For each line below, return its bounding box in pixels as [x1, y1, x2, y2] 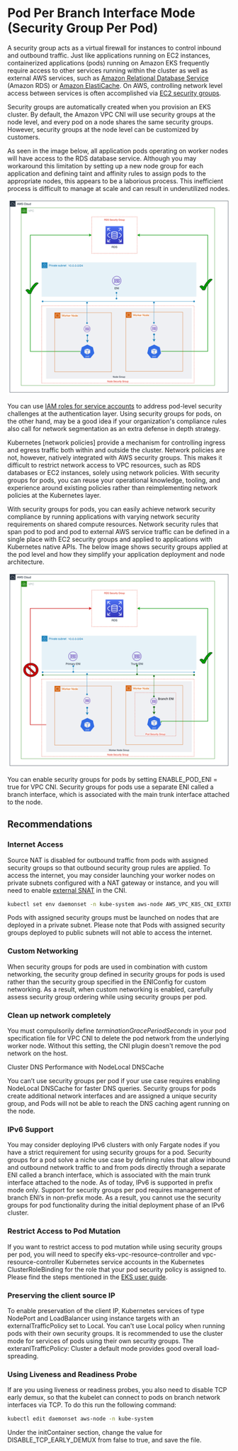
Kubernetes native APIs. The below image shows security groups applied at [7, 542, 228, 551]
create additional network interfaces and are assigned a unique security [7, 1092, 217, 1100]
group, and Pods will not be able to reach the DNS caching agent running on [7, 1099, 230, 1108]
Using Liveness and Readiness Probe [7, 1369, 137, 1379]
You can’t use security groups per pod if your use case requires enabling [7, 1077, 220, 1085]
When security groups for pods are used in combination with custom [7, 962, 208, 971]
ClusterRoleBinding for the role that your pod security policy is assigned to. [7, 1265, 227, 1273]
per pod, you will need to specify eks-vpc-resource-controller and [7, 1250, 201, 1259]
